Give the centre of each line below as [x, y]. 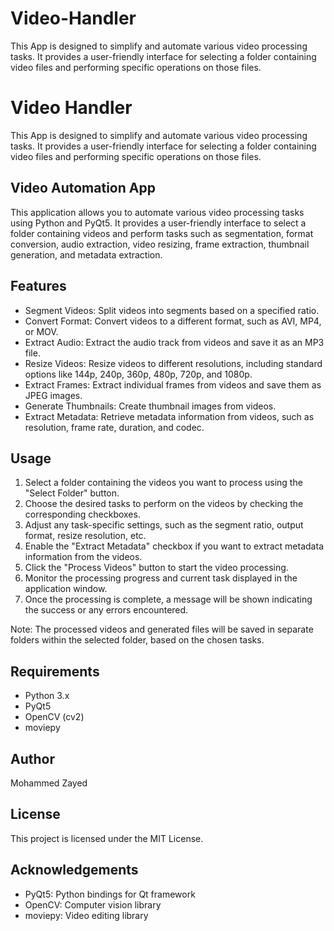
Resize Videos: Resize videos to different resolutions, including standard [173, 363]
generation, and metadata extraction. [86, 254]
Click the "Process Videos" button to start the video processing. [156, 568]
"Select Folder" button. [72, 493]
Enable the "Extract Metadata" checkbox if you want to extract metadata [174, 546]
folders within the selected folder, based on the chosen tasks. [137, 640]
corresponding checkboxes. [82, 514]
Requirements [55, 671]
